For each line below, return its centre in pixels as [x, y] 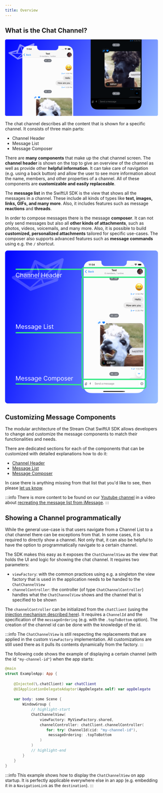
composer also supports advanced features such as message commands [79, 239]
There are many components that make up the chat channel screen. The [78, 158]
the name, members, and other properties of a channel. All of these [72, 179]
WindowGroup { [37, 704]
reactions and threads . [28, 209]
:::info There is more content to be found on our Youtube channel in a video [80, 497]
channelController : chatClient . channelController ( [92, 725]
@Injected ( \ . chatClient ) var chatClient [55, 684]
